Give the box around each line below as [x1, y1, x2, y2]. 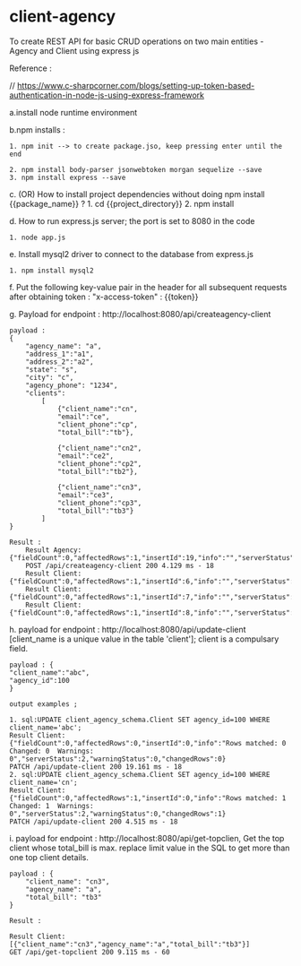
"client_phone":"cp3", [56, 498, 142, 507]
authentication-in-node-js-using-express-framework [9, 90, 204, 100]
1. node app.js [9, 233, 66, 242]
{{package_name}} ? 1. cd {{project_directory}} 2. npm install [9, 198, 235, 209]
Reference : [9, 63, 52, 73]
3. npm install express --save [9, 173, 126, 182]
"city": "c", [25, 373, 74, 382]
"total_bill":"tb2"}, [56, 467, 139, 476]
